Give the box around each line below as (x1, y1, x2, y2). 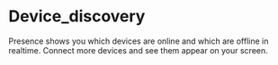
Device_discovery (8, 6, 146, 27)
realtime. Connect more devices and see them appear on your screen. (8, 45, 269, 55)
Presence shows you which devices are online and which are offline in (8, 36, 269, 46)
